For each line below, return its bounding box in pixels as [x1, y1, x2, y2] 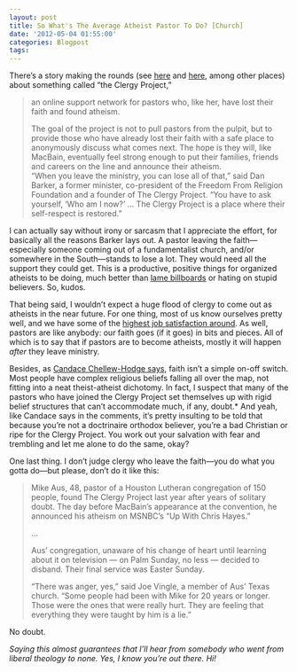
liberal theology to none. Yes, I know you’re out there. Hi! [9, 653, 217, 664]
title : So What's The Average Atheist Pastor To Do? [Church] [9, 21, 244, 30]
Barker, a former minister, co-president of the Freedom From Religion [30, 180, 284, 191]
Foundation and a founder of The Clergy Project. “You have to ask [30, 190, 272, 200]
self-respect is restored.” [30, 208, 122, 219]
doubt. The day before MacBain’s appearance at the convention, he [30, 502, 277, 512]
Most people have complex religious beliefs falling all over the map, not [9, 373, 269, 384]
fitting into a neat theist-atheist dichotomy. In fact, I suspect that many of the [9, 382, 289, 393]
